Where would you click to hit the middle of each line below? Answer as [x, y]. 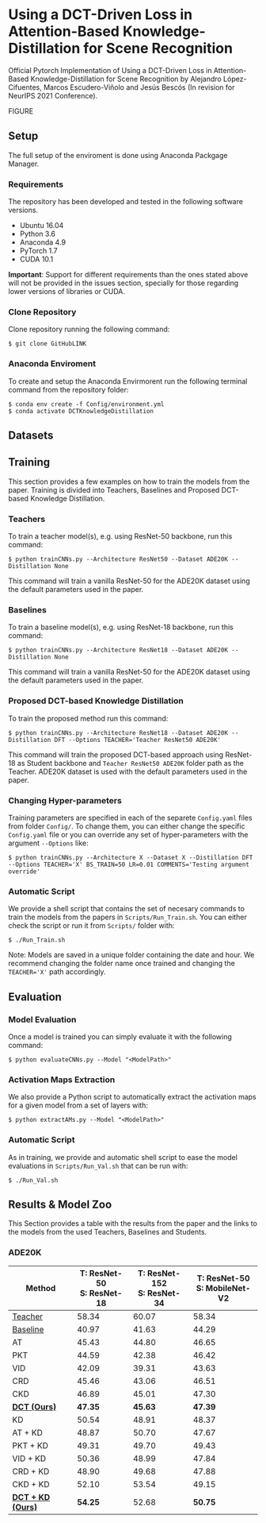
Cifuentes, [25, 87]
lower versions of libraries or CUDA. [66, 292]
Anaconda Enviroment [52, 364]
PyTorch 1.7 [38, 251]
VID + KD [29, 1458]
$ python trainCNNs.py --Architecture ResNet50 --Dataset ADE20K [118, 559]
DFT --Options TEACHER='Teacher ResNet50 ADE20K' [138, 740]
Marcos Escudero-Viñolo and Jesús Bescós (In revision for [139, 87]
